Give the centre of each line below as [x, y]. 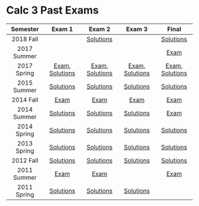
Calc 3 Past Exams [52, 10]
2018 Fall [25, 39]
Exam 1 [62, 29]
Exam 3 [137, 29]
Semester [25, 29]
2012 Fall [25, 160]
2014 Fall [25, 99]
